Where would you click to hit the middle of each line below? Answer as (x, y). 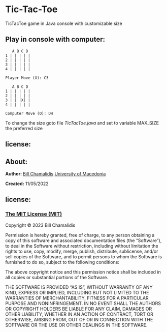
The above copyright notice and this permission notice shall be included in (83, 272)
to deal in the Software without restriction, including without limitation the (82, 246)
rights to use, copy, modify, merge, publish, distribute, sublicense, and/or (82, 251)
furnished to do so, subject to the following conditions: (62, 262)
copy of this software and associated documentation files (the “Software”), (83, 240)
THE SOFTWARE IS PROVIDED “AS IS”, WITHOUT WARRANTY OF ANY (79, 287)
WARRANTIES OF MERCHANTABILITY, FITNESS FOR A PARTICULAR (77, 298)
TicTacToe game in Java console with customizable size (64, 23)
